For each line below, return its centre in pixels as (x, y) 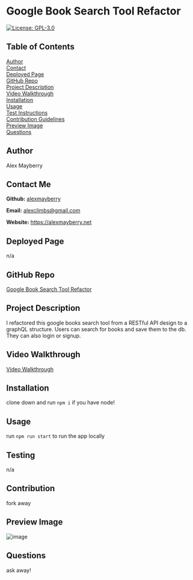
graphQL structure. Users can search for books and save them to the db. (96, 329)
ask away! (19, 570)
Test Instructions (27, 112)
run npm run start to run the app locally (56, 436)
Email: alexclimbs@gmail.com (43, 211)
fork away (19, 503)
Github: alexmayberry (34, 199)
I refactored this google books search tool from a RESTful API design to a (97, 323)
